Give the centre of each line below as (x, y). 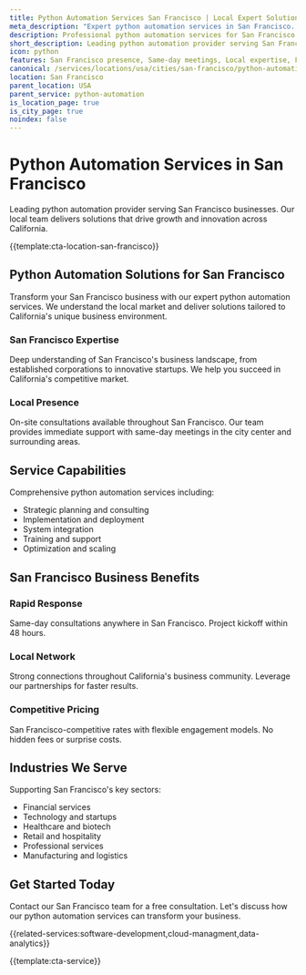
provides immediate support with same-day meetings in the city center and (150, 432)
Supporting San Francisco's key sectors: (85, 790)
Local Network (42, 656)
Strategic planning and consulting (86, 510)
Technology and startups (69, 817)
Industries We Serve (68, 768)
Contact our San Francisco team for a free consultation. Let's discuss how (149, 907)
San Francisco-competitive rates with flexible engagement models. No (142, 729)
